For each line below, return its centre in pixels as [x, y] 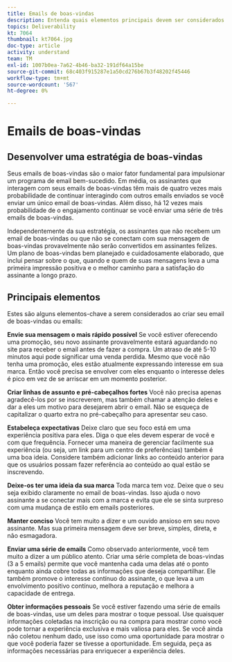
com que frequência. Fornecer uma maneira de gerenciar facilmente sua [110, 442]
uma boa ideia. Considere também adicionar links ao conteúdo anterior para [116, 457]
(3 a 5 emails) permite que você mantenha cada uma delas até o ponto [108, 564]
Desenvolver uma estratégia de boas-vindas [105, 157]
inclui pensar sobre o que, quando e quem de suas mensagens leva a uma [113, 261]
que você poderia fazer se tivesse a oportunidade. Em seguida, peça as [110, 643]
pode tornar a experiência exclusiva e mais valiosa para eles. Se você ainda [115, 629]
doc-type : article [34, 46]
